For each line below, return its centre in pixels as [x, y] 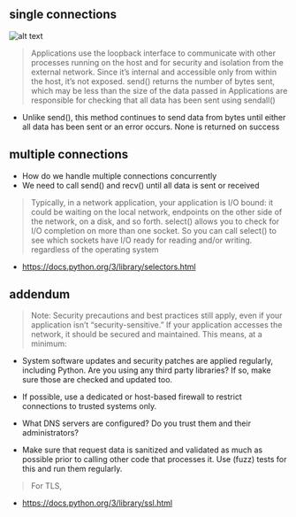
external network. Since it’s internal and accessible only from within [153, 72]
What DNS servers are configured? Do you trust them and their [137, 423]
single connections [63, 15]
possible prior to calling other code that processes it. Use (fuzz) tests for [154, 459]
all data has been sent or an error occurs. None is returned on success [151, 127]
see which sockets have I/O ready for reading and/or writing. [141, 240]
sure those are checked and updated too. [97, 380]
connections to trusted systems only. [89, 406]
